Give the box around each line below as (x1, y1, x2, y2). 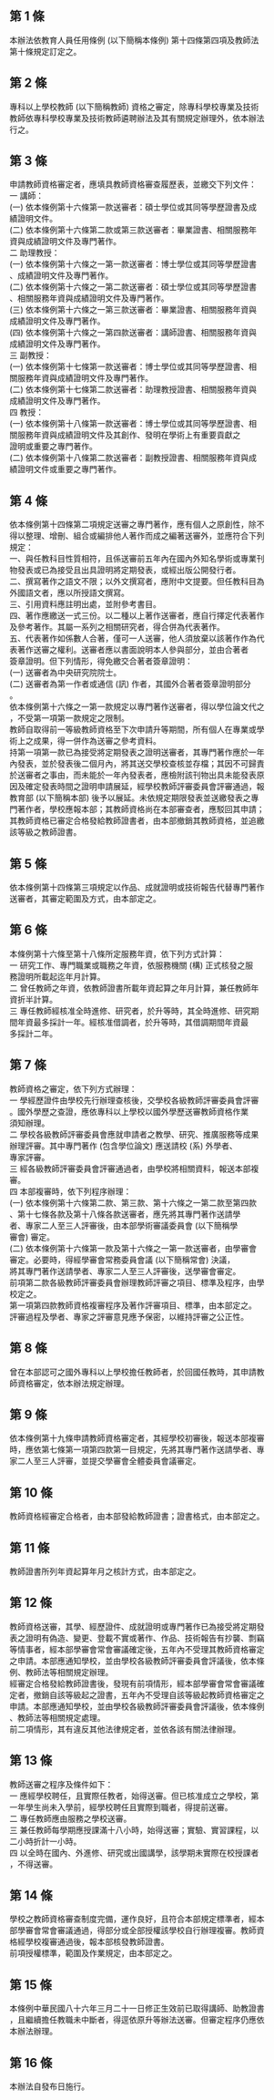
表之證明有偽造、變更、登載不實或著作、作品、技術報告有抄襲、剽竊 (9, 1632, 265, 1643)
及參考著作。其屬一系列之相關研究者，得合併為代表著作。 (9, 622, 225, 633)
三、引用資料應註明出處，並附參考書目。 (9, 599, 161, 610)
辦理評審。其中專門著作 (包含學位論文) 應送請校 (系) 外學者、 (9, 1140, 238, 1151)
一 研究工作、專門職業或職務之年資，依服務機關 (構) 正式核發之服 (9, 960, 254, 971)
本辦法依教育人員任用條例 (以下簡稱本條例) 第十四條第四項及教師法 (9, 35, 259, 46)
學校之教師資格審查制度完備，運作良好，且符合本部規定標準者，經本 (9, 1913, 265, 1925)
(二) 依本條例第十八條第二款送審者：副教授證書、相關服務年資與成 (9, 452, 258, 463)
